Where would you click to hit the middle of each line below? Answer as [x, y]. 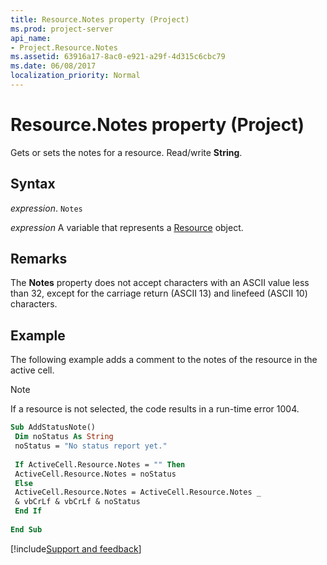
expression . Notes [46, 208]
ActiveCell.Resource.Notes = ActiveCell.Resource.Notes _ [138, 492]
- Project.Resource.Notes [64, 47]
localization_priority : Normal [75, 76]
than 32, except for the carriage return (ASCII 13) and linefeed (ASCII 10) [159, 293]
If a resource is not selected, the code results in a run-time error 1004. [155, 409]
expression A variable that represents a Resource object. [127, 227]
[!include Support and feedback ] [76, 548]
